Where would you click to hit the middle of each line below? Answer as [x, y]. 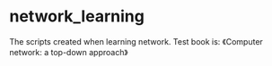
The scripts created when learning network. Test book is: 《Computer [136, 41]
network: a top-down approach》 [69, 52]
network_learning [77, 16]
